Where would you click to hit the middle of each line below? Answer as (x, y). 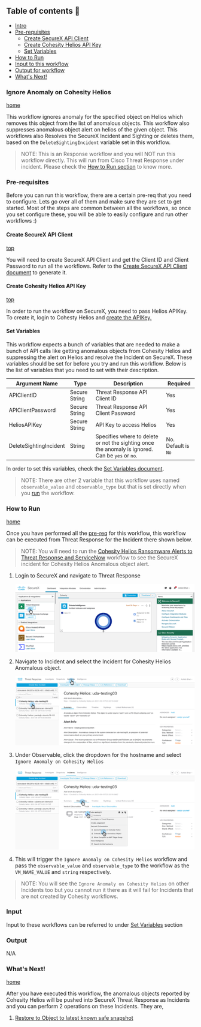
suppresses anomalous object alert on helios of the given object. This (92, 130)
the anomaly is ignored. (124, 449)
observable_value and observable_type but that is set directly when (103, 487)
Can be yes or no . (116, 455)
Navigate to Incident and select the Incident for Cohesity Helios (93, 661)
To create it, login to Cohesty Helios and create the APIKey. (79, 317)
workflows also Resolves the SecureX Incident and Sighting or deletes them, (100, 136)
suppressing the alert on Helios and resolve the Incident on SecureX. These (99, 357)
